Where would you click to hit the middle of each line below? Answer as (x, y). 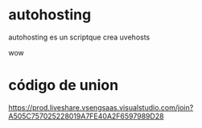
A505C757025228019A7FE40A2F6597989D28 (86, 116)
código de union (64, 85)
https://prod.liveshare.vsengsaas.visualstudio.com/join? (101, 107)
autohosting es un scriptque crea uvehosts (79, 37)
